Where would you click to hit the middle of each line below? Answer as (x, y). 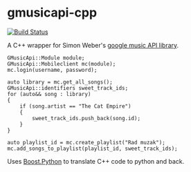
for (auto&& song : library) (49, 94)
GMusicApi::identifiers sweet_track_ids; (68, 88)
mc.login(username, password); (52, 70)
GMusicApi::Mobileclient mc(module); (62, 64)
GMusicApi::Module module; (46, 58)
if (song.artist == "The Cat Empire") (75, 106)
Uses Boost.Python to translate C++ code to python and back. (96, 161)
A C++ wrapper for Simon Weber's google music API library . (93, 45)
